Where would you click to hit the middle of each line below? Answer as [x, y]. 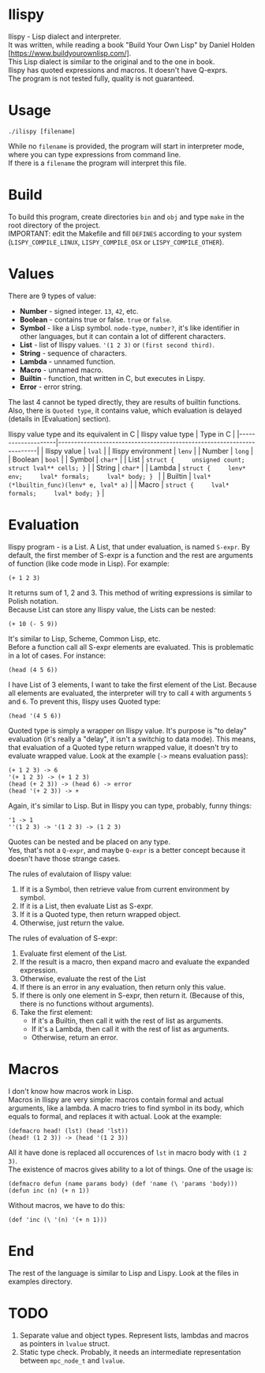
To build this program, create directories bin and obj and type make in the [126, 217]
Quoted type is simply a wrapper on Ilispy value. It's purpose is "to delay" [127, 730]
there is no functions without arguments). [87, 1003]
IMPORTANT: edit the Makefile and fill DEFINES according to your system [125, 233]
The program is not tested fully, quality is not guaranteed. [101, 78]
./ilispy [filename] [42, 131]
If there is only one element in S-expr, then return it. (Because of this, [132, 995]
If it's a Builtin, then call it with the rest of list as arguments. [127, 1020]
